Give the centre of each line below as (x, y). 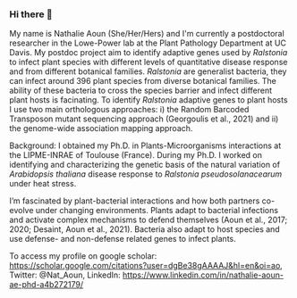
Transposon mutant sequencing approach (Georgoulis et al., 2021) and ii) (144, 119)
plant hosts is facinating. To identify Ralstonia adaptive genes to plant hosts (148, 100)
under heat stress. (43, 184)
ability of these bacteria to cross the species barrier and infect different (141, 91)
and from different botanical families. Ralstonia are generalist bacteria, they (148, 71)
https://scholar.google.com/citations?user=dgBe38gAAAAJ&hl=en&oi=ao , (146, 266)
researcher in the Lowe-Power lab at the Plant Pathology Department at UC (148, 43)
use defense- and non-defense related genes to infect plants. (123, 239)
